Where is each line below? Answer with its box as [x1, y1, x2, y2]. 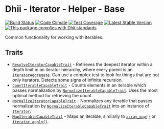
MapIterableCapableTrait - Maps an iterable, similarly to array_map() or [12, 113, 156, 119]
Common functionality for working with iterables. [5, 34, 104, 40]
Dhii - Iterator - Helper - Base [5, 3, 125, 15]
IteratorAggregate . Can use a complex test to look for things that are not [12, 72, 159, 78]
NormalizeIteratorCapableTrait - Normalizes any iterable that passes [12, 98, 153, 104]
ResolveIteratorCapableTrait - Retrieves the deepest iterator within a [12, 61, 153, 67]
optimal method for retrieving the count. [12, 92, 93, 98]
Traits [5, 48, 23, 57]
